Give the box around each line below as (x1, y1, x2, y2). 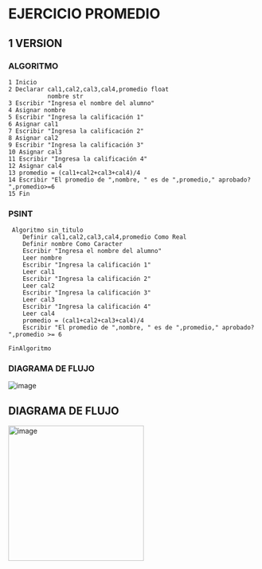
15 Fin (8, 189, 30, 197)
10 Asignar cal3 (8, 148, 62, 156)
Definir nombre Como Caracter (22, 240, 123, 248)
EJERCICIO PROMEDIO (8, 5, 161, 23)
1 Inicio (8, 78, 37, 86)
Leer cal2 (22, 282, 56, 290)
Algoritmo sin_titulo (11, 226, 84, 235)
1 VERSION (8, 37, 63, 50)
